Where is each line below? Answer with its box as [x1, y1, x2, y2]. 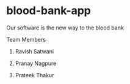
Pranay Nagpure [15, 59, 57, 67]
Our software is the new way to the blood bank [6, 24, 124, 31]
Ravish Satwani [15, 47, 54, 55]
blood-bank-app [6, 4, 92, 18]
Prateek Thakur [15, 71, 54, 78]
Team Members [6, 36, 46, 43]
